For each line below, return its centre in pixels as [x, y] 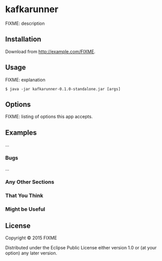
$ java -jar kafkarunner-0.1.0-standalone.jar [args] [63, 89]
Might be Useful [25, 209]
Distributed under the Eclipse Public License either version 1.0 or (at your [81, 248]
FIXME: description [25, 23]
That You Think [24, 196]
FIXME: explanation [25, 80]
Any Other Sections [30, 182]
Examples [21, 133]
